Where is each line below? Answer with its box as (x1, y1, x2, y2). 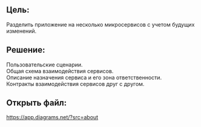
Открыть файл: (6, 98, 67, 108)
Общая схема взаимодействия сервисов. (6, 67, 114, 74)
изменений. (6, 27, 37, 34)
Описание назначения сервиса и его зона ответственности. (6, 74, 162, 81)
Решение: (6, 45, 45, 55)
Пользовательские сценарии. (6, 60, 83, 68)
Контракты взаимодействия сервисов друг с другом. (6, 80, 145, 87)
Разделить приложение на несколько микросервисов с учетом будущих (6, 21, 195, 28)
